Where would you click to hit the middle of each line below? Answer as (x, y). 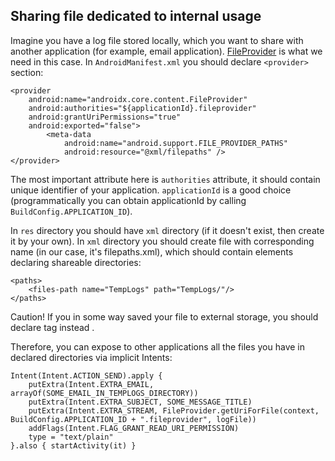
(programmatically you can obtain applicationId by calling (128, 200)
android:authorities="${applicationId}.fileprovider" (142, 108)
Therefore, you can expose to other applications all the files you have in (158, 346)
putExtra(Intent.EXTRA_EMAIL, (91, 384)
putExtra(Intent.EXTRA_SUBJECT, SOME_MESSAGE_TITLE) (140, 402)
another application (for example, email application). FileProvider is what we (166, 51)
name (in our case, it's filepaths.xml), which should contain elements (152, 251)
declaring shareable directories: (76, 262)
